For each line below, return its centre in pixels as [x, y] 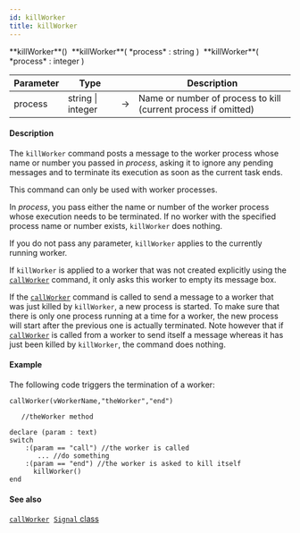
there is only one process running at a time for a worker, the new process [144, 316]
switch [21, 440]
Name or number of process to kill [209, 97]
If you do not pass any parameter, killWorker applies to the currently [136, 243]
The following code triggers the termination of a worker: [112, 385]
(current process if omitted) [196, 109]
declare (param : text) [54, 432]
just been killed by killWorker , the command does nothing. [117, 344]
